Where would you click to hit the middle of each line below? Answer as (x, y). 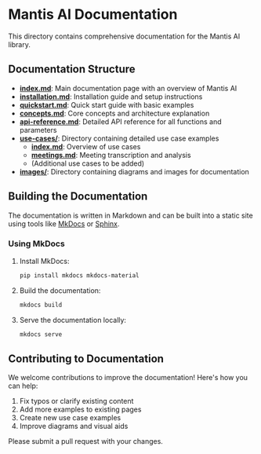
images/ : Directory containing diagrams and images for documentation (134, 171)
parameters (38, 130)
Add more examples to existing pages (80, 409)
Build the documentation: (60, 290)
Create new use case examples (70, 418)
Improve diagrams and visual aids (74, 427)
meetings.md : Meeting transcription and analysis (111, 155)
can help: (23, 386)
